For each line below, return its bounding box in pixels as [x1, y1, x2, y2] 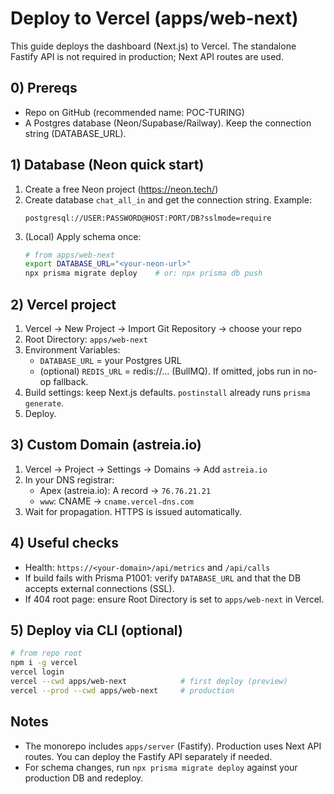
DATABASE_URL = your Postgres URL [39, 355, 182, 366]
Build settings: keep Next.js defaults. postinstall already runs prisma [24, 387, 311, 398]
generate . [24, 397, 65, 409]
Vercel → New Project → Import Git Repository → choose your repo [24, 323, 303, 334]
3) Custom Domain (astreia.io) [10, 437, 202, 454]
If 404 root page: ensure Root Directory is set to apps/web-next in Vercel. [24, 593, 325, 605]
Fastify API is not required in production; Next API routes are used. [10, 50, 284, 62]
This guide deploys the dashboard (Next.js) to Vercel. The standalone [10, 40, 297, 52]
